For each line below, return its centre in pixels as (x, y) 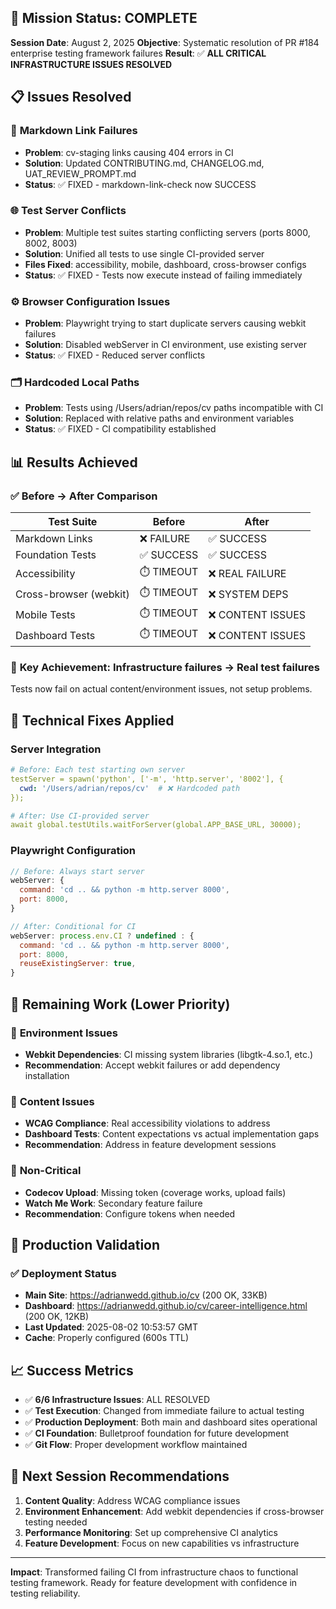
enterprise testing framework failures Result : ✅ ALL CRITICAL (138, 53)
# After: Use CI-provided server (80, 816)
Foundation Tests (56, 555)
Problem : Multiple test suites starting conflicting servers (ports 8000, (167, 232)
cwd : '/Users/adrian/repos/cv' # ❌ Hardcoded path (130, 788)
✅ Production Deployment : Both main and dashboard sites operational (171, 1422)
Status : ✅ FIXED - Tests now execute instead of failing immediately (163, 275)
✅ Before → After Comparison (84, 496)
